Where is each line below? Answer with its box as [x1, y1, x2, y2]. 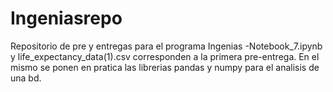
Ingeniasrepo [10, 7, 123, 30]
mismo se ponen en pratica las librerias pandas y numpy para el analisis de [10, 61, 320, 73]
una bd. [10, 72, 42, 84]
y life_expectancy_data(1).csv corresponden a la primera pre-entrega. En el [10, 50, 320, 62]
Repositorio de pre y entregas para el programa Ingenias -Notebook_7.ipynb [10, 40, 323, 52]
